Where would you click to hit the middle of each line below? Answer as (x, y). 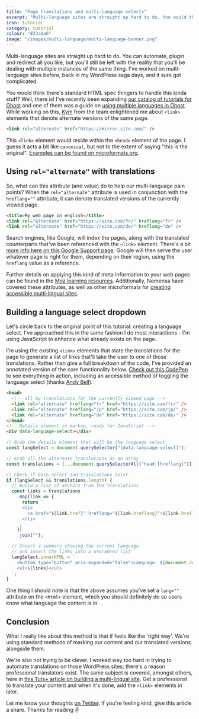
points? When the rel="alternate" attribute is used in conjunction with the (97, 192)
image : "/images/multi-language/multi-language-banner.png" (82, 39)
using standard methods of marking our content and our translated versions (99, 642)
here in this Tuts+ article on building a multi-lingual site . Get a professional (97, 679)
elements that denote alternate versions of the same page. (78, 118)
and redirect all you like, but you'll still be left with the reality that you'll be (96, 62)
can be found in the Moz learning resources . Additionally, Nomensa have (95, 281)
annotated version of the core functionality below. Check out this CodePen (97, 370)
